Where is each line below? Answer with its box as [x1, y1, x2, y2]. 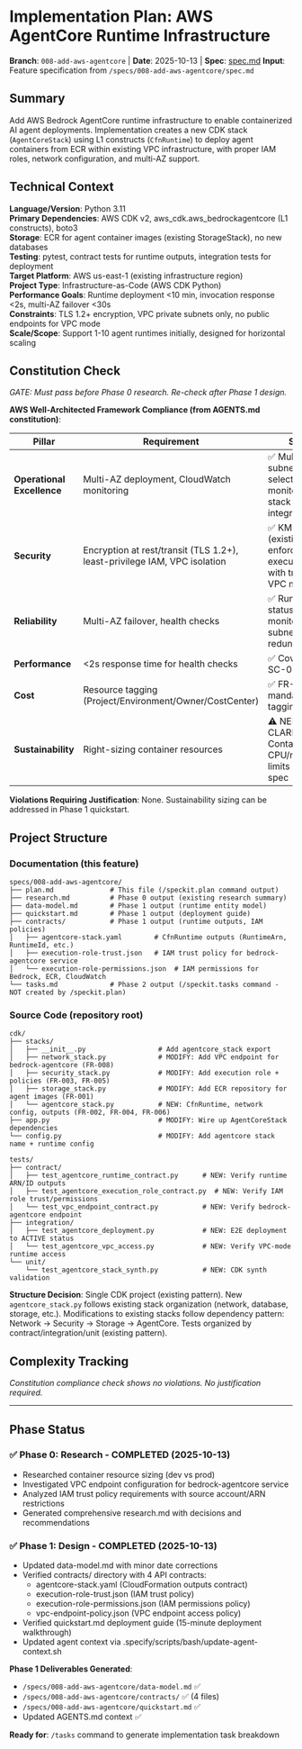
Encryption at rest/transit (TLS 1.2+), [83, 544, 239, 557]
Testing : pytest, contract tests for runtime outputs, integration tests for [9, 250, 271, 262]
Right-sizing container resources [83, 743, 223, 756]
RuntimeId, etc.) [9, 941, 75, 950]
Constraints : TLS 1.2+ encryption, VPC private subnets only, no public [9, 308, 270, 319]
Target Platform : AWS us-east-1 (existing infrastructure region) [9, 270, 244, 281]
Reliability [13, 615, 58, 628]
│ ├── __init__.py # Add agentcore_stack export [9, 1045, 271, 1055]
